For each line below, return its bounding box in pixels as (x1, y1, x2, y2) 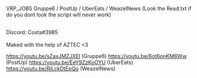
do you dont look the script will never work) (6, 11, 112, 18)
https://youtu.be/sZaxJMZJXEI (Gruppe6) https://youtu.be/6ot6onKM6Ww (6, 53, 187, 59)
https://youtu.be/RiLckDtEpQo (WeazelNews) (6, 65, 116, 72)
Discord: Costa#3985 (6, 29, 58, 36)
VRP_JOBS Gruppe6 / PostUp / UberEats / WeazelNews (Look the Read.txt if (6, 5, 192, 12)
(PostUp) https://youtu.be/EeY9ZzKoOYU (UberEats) (6, 59, 133, 66)
